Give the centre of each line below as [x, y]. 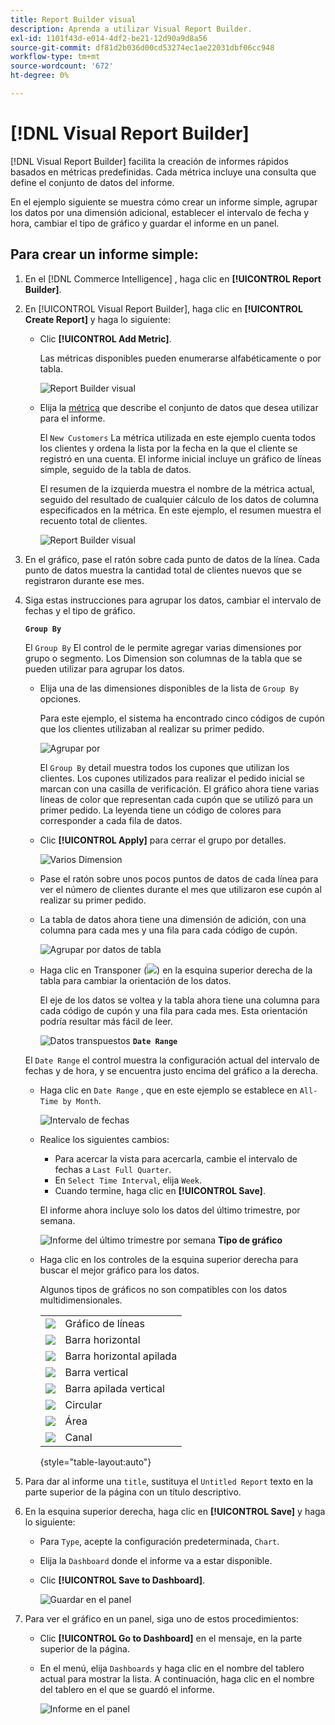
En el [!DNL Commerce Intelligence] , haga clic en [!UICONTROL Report [173, 278]
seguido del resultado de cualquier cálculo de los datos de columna [179, 499]
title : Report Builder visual [73, 19]
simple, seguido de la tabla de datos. [115, 469]
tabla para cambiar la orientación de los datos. [135, 980]
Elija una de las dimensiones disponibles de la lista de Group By [169, 688]
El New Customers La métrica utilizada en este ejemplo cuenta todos [177, 437]
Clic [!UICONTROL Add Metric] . [105, 338]
